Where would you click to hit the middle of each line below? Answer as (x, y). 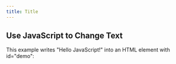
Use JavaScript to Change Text (65, 36)
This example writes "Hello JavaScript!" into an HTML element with (88, 50)
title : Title (22, 12)
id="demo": (20, 56)
